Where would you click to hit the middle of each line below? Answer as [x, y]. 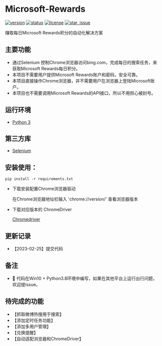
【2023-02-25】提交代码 [37, 249]
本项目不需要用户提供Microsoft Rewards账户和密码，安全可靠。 [76, 74]
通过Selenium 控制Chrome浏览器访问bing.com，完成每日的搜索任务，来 [85, 62]
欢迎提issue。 [26, 284]
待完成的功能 [24, 302]
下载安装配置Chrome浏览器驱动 [44, 189]
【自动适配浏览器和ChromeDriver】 [48, 339]
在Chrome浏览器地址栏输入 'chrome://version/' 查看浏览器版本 [75, 199]
